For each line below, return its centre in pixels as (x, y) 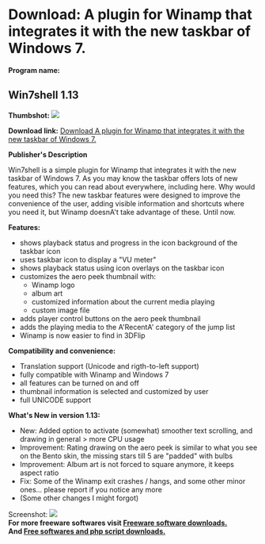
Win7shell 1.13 (44, 96)
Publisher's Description (48, 154)
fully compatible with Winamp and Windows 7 (94, 374)
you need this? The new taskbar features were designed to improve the (125, 195)
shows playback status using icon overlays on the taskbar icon (122, 268)
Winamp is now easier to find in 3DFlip (82, 335)
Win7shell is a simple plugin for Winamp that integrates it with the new (123, 170)
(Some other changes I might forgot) (79, 498)
